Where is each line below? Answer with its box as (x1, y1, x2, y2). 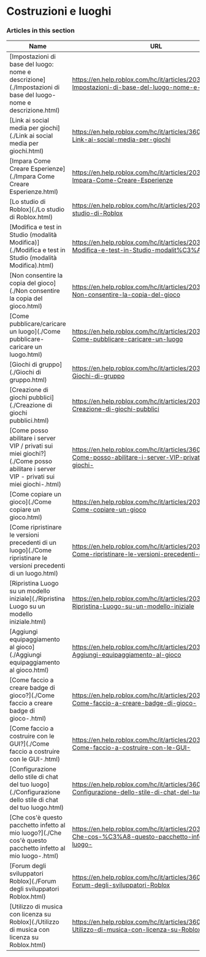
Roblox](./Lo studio (9, 205, 65, 214)
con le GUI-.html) (9, 755, 60, 764)
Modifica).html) (9, 261, 54, 270)
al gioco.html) (9, 666, 49, 674)
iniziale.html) (9, 617, 47, 626)
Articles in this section (6, 26, 75, 35)
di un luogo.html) (9, 569, 58, 578)
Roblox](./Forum (9, 877, 56, 886)
